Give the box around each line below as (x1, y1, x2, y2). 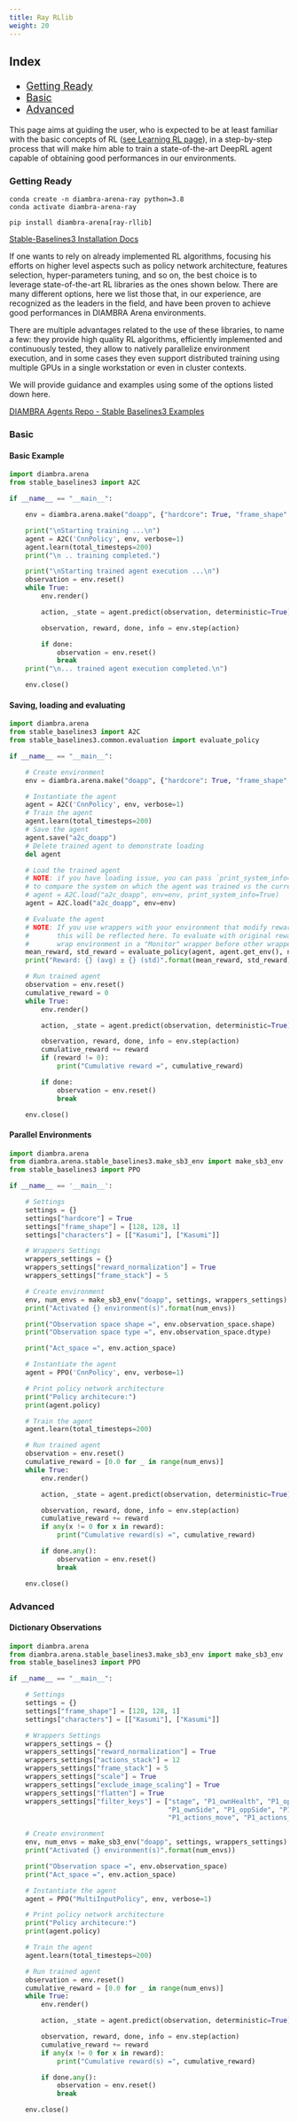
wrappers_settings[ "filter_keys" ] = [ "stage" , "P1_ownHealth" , (25, 1797, 264, 1805)
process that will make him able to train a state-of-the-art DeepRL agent (9, 144, 273, 154)
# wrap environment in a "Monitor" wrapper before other (25, 939, 264, 949)
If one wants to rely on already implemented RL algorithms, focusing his (9, 251, 271, 262)
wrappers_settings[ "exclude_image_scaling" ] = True (25, 1780, 220, 1789)
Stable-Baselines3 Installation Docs (9, 234, 139, 245)
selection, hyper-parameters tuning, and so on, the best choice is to (9, 270, 257, 280)
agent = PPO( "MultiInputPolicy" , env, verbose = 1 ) (25, 1894, 213, 1903)
